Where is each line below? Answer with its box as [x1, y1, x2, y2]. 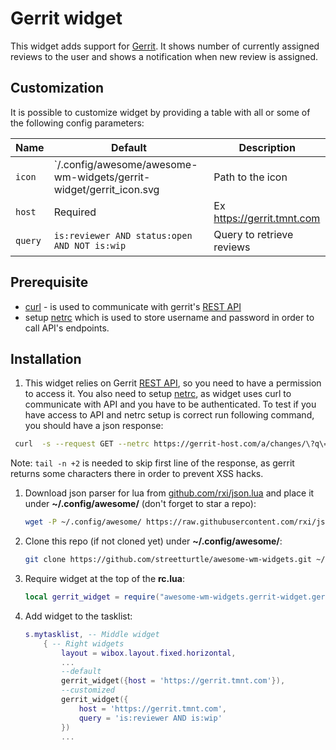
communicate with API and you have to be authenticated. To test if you [24, 398, 317, 411]
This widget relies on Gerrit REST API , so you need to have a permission [24, 377, 322, 389]
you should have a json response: [24, 420, 164, 432]
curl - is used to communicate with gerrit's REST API [24, 300, 242, 312]
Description [238, 140, 296, 154]
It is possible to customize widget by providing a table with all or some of [10, 106, 311, 118]
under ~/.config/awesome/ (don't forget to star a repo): [24, 498, 257, 510]
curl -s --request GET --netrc [14, 439, 150, 449]
